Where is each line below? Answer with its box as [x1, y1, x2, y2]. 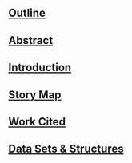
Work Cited [8, 115, 66, 129]
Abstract [8, 34, 54, 47]
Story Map [8, 88, 62, 101]
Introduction [8, 61, 72, 74]
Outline [8, 6, 46, 20]
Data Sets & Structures [8, 142, 124, 156]
